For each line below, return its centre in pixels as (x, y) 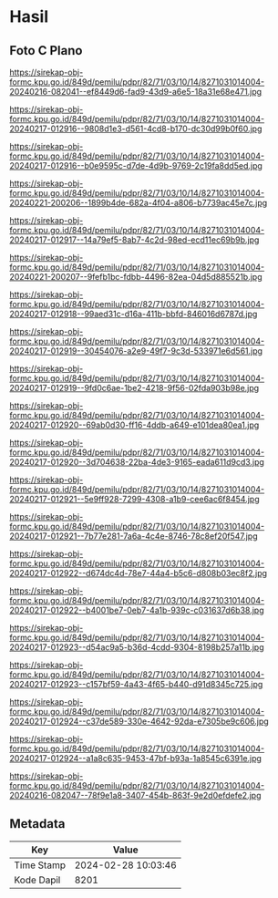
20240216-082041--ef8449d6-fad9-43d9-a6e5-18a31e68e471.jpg (136, 92)
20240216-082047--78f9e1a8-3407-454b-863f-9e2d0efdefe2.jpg (135, 795)
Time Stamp (40, 865)
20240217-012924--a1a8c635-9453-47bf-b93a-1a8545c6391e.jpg (136, 758)
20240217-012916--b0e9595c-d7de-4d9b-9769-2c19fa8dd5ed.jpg (136, 165)
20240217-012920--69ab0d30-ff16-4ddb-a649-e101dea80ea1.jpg (134, 425)
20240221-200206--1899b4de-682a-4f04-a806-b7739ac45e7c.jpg (139, 203)
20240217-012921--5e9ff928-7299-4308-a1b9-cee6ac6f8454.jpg (134, 499)
